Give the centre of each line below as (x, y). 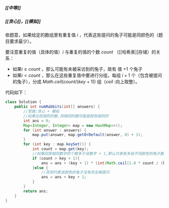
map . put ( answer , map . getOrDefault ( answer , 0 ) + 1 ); (87, 135)
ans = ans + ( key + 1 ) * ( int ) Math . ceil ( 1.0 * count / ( (102, 163)
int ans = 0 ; (37, 121)
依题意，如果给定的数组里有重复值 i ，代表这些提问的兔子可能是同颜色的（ (82, 35)
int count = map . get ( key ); (60, 149)
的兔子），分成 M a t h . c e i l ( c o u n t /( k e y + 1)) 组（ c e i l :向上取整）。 (76, 82)
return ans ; (36, 191)
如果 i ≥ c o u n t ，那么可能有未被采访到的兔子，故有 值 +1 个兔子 (77, 69)
